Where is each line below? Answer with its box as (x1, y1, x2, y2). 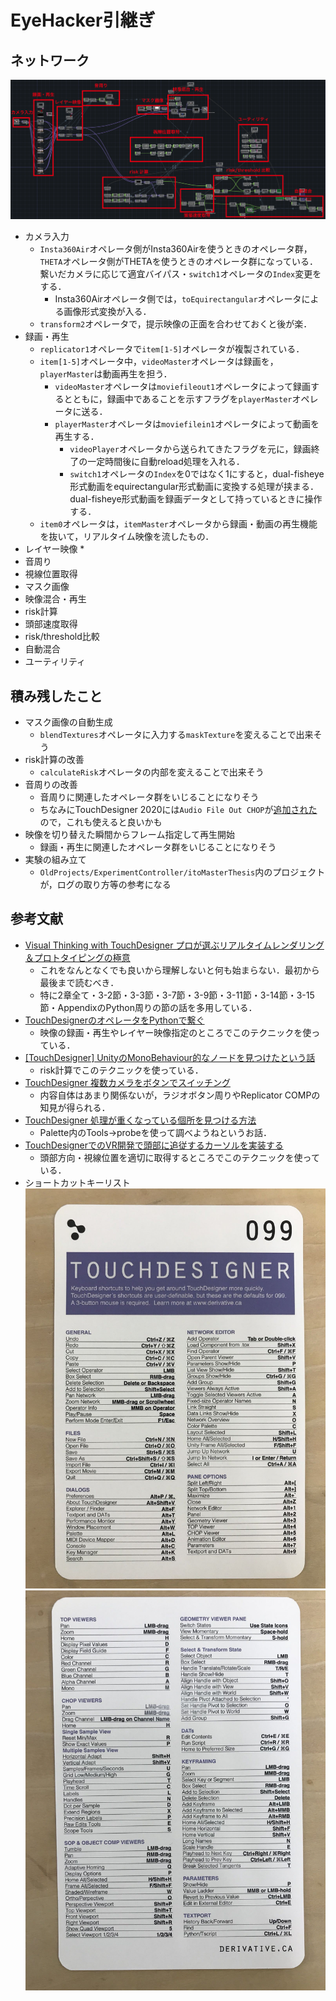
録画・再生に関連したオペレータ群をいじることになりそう (39, 841, 277, 853)
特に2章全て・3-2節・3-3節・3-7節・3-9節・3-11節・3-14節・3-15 (39, 989, 315, 1001)
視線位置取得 (24, 568, 78, 580)
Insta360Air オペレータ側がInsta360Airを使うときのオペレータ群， (39, 243, 313, 255)
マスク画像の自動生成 (24, 716, 113, 728)
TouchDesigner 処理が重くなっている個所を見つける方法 (24, 1114, 257, 1126)
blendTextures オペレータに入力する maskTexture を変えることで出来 (39, 728, 314, 740)
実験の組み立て (24, 853, 87, 865)
